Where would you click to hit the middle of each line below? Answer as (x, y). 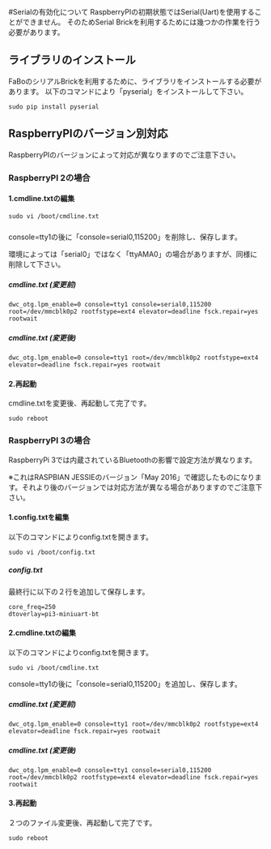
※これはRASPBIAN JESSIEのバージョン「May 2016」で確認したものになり (131, 477)
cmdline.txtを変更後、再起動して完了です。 (80, 403)
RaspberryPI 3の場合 (49, 440)
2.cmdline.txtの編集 (42, 633)
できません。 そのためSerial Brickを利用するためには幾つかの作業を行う (142, 22)
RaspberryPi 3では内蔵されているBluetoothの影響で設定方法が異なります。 (133, 460)
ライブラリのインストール (72, 60)
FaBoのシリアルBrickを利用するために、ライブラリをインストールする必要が (135, 81)
